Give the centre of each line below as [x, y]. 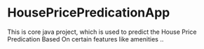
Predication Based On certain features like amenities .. [86, 39]
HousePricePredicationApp [89, 13]
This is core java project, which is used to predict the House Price [102, 32]
